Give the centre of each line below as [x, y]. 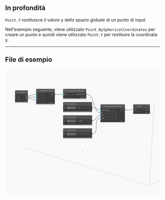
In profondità [25, 8]
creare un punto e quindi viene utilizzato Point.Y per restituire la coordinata [81, 34]
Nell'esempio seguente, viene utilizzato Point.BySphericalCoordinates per [80, 29]
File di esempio [29, 60]
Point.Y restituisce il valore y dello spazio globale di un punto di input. [76, 20]
